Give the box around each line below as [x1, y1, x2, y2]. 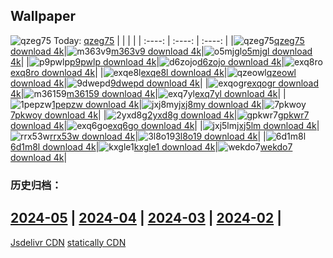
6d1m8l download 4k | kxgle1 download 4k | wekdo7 [10, 140, 293, 153]
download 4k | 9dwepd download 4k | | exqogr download [10, 77, 320, 89]
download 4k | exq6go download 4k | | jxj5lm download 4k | [10, 119, 320, 131]
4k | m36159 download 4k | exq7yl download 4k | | [10, 87, 287, 99]
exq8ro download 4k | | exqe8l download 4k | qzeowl [10, 66, 297, 78]
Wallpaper [10, 8, 77, 25]
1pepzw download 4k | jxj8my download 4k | [51, 98, 265, 110]
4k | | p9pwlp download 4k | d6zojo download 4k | [10, 55, 285, 68]
